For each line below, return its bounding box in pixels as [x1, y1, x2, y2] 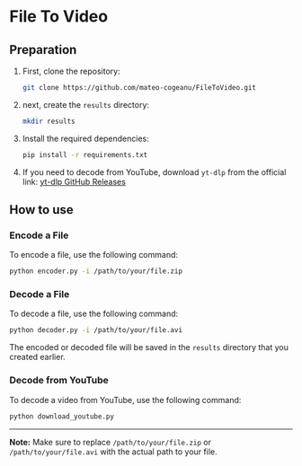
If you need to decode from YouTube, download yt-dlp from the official [22, 166, 287, 177]
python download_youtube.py [9, 411, 115, 421]
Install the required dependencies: [22, 133, 150, 144]
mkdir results [22, 117, 75, 126]
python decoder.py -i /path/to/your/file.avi [9, 326, 182, 335]
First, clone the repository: [22, 66, 120, 76]
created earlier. [9, 352, 66, 363]
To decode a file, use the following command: [9, 308, 179, 320]
